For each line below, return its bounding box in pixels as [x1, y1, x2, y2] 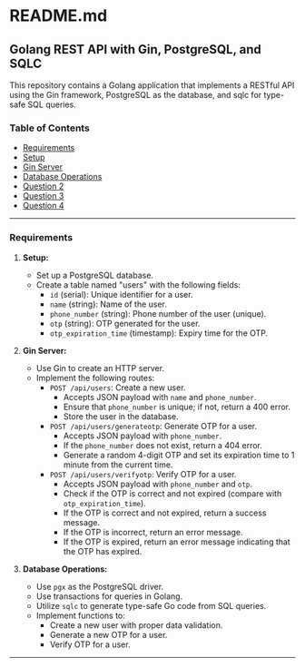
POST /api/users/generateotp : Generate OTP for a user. [49, 420, 258, 431]
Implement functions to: [35, 610, 125, 621]
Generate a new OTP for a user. [49, 629, 168, 640]
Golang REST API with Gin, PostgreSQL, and [9, 42, 261, 57]
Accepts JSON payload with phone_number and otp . [63, 478, 252, 489]
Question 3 [22, 191, 64, 201]
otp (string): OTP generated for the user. [49, 318, 201, 329]
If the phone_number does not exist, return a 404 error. [63, 439, 263, 450]
